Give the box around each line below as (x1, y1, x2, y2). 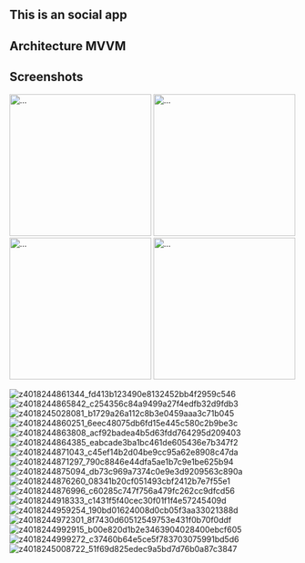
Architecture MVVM (9, 38, 127, 54)
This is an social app (9, 7, 127, 23)
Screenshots (9, 69, 84, 85)
